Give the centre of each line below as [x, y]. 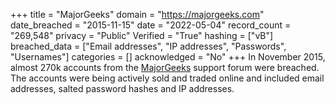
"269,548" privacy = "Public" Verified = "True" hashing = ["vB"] [142, 35]
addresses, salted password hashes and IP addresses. [122, 88]
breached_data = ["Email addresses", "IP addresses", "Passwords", [148, 46]
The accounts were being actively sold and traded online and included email [167, 78]
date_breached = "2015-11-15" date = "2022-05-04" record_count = [151, 25]
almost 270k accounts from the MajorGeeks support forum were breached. [165, 67]
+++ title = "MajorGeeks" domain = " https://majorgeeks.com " [137, 14]
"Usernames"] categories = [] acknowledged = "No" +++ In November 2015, [168, 57]
